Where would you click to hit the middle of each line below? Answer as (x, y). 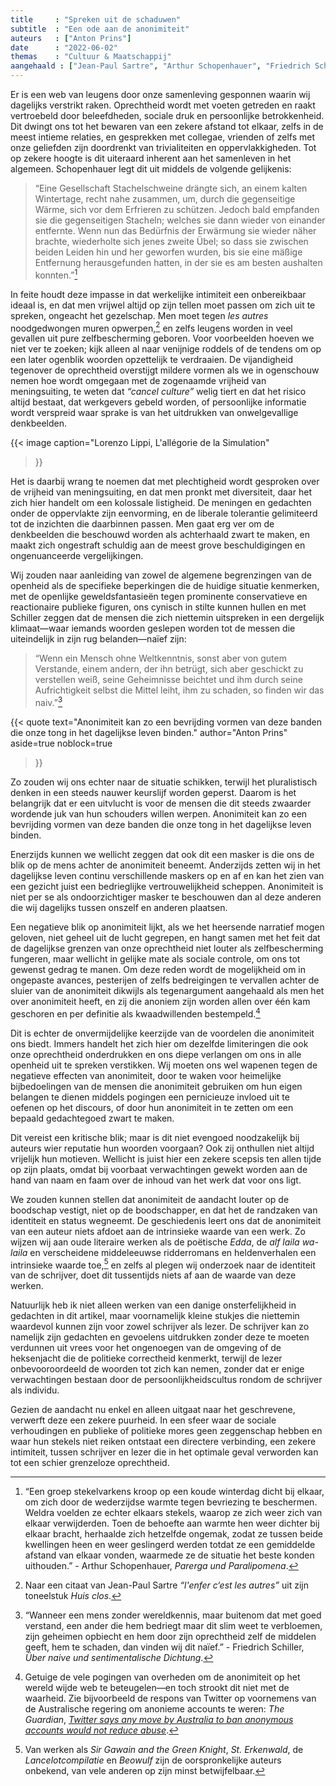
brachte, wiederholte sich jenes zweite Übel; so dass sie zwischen (171, 241)
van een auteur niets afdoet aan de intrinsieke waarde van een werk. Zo (158, 1231)
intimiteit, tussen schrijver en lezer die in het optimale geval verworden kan (164, 1452)
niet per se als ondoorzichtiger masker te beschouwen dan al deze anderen (166, 897)
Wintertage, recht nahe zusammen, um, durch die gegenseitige (165, 199)
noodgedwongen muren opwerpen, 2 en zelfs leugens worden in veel (151, 327)
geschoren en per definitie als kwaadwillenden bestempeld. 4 (135, 1013)
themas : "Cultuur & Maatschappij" (91, 57)
